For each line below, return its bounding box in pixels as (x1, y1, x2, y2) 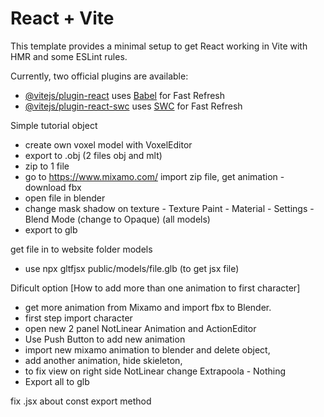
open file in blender (24, 192, 106, 204)
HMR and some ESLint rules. (10, 50, 128, 62)
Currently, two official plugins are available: (10, 70, 189, 82)
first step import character (24, 312, 133, 324)
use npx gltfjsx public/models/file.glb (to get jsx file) (24, 262, 240, 274)
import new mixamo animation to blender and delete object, (24, 343, 271, 356)
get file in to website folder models (10, 243, 153, 255)
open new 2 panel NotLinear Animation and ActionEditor (24, 322, 257, 334)
